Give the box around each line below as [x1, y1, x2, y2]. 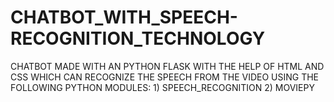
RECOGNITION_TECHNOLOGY [10, 27, 266, 50]
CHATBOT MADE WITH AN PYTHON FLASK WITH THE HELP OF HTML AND [10, 60, 325, 72]
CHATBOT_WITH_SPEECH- [10, 6, 238, 29]
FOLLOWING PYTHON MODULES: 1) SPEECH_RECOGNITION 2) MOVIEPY [10, 81, 315, 93]
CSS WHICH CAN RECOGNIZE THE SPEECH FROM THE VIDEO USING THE [10, 71, 320, 83]
